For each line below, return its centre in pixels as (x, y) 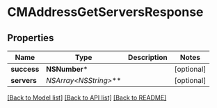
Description (148, 57)
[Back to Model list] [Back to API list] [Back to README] (87, 98)
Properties (31, 38)
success (25, 69)
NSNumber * (67, 69)
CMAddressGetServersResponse (105, 12)
